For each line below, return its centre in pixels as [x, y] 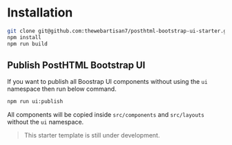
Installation [40, 13]
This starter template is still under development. [92, 135]
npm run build [28, 44]
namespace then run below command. [62, 89]
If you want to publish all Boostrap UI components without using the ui [108, 82]
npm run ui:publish [35, 102]
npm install [24, 37]
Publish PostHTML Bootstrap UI [76, 65]
